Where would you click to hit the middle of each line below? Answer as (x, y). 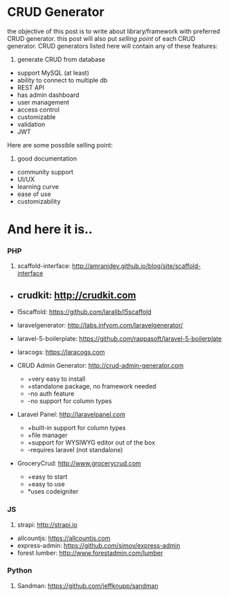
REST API (31, 87)
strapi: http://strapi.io (47, 524)
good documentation (47, 158)
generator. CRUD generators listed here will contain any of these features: (112, 46)
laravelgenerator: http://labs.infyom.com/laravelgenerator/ (100, 326)
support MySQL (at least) (53, 73)
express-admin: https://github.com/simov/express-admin (99, 545)
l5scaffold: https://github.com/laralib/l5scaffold (84, 312)
